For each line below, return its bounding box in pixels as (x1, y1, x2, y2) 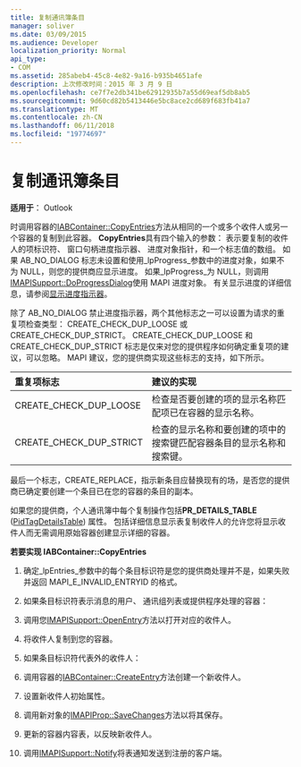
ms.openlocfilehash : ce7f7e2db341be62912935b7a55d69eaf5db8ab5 (10, 88, 251, 97)
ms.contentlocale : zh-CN (10, 113, 103, 122)
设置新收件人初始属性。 (22, 690, 110, 701)
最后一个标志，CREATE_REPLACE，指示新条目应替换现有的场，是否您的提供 (10, 474, 290, 485)
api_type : (10, 55, 47, 64)
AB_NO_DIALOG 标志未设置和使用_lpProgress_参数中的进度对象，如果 (20, 254, 277, 265)
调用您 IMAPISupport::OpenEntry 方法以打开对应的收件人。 (22, 614, 236, 625)
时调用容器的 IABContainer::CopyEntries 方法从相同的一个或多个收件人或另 (10, 221, 280, 232)
